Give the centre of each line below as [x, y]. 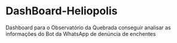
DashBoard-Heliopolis [62, 11]
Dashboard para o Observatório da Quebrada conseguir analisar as [88, 27]
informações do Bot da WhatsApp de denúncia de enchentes [81, 33]
